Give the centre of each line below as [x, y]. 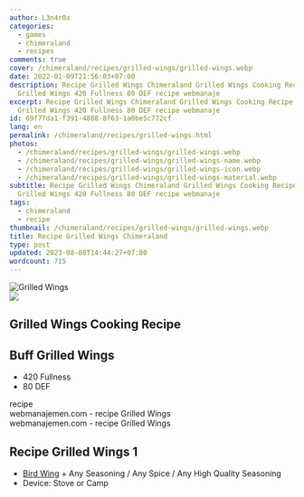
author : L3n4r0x [40, 18]
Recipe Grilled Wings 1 [74, 451]
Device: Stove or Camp [65, 483]
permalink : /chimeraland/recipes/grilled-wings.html [111, 136]
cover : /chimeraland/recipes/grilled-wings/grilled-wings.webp [131, 69]
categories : [32, 26]
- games [32, 34]
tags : [19, 203]
